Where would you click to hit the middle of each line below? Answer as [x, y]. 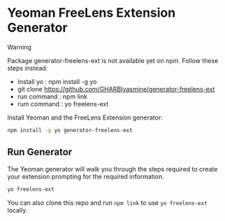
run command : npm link [52, 97]
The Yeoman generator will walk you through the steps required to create [112, 169]
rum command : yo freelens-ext [63, 104]
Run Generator [40, 152]
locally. [17, 210]
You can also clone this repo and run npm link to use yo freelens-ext [107, 202]
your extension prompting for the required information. [86, 176]
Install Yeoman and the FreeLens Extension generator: [85, 117]
